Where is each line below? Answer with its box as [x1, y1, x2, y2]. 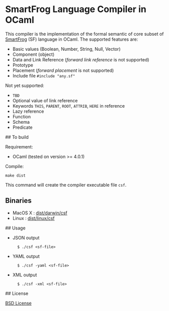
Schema [12, 119, 30, 125]
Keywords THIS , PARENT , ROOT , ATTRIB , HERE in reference [12, 103, 125, 109]
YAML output [12, 253, 40, 259]
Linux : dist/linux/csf [12, 215, 55, 221]
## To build [5, 134, 29, 140]
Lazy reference [12, 108, 44, 114]
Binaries [5, 196, 32, 205]
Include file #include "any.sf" [12, 72, 75, 79]
